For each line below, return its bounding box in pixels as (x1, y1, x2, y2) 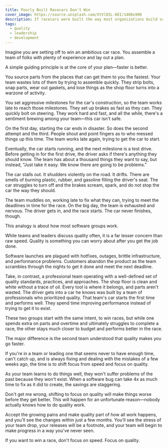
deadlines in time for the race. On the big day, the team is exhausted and (5, 202, 155, 208)
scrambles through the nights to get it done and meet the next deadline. (5, 263, 153, 269)
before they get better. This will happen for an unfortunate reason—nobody (5, 396, 160, 402)
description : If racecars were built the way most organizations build (5, 17, 157, 22)
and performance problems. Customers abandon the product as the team (5, 258, 156, 264)
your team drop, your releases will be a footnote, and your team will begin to (5, 422, 162, 428)
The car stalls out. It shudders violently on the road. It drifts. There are (5, 171, 150, 177)
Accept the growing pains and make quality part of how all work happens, (5, 411, 157, 417)
